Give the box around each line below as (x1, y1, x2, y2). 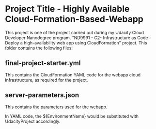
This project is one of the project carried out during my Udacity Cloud (5, 29, 144, 35)
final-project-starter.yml (5, 59, 81, 67)
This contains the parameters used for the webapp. (5, 104, 108, 110)
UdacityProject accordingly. (5, 118, 61, 124)
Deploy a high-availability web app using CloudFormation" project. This (5, 40, 147, 45)
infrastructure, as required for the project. (5, 77, 88, 83)
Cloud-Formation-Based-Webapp (5, 14, 144, 25)
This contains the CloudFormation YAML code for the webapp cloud (5, 72, 140, 78)
